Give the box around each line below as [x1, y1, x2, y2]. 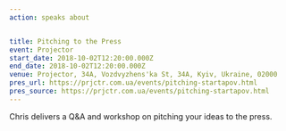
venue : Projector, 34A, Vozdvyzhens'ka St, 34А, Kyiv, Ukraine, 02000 [9, 70, 278, 79]
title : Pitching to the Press [9, 37, 122, 45]
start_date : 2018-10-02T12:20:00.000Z [9, 53, 154, 62]
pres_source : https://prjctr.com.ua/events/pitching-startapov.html [9, 86, 270, 95]
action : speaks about [9, 12, 90, 22]
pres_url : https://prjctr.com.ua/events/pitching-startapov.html [9, 78, 257, 87]
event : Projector [9, 45, 74, 54]
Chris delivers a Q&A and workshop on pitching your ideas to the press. [9, 111, 273, 121]
